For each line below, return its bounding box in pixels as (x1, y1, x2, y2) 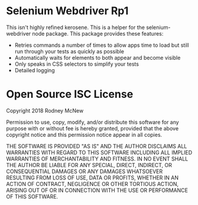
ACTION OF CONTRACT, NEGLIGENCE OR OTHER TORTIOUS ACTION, (6, 180, 179, 187)
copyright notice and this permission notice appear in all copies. (6, 131, 163, 138)
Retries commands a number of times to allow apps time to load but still (14, 41, 189, 49)
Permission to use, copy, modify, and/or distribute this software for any (6, 118, 179, 126)
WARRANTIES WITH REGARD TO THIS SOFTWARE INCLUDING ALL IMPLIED (6, 149, 193, 156)
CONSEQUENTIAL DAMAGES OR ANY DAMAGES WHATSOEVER (6, 168, 163, 175)
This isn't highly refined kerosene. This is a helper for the (6, 24, 145, 31)
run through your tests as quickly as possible (14, 47, 124, 55)
